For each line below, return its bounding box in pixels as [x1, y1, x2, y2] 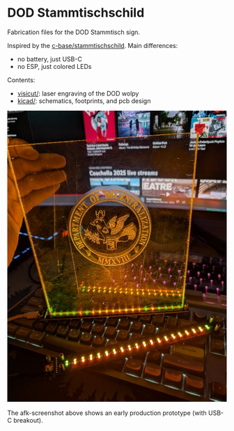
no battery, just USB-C [17, 54, 82, 63]
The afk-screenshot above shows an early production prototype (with [7, 409, 207, 417]
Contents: [7, 75, 36, 84]
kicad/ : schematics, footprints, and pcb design [17, 96, 151, 105]
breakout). [13, 416, 43, 425]
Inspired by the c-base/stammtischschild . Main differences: [7, 41, 178, 49]
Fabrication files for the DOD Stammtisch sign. [7, 28, 141, 36]
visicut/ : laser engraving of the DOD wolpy [17, 89, 139, 97]
